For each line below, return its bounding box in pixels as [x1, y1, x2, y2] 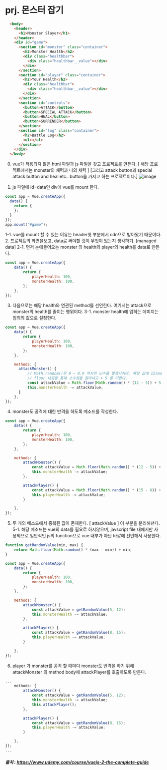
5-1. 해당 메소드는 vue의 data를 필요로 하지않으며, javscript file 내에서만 [12, 526, 153, 532]
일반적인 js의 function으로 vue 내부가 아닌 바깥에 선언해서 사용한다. [29, 533, 161, 539]
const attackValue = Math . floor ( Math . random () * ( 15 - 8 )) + [31, 487, 162, 492]
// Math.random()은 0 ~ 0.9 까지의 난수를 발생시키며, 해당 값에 [27, 371, 149, 376]
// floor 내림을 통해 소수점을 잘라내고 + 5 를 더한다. [27, 376, 128, 381]
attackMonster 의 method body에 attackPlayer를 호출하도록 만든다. [12, 669, 147, 675]
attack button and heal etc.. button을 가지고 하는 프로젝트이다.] [12, 173, 138, 180]
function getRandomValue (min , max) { [5, 543, 83, 548]
